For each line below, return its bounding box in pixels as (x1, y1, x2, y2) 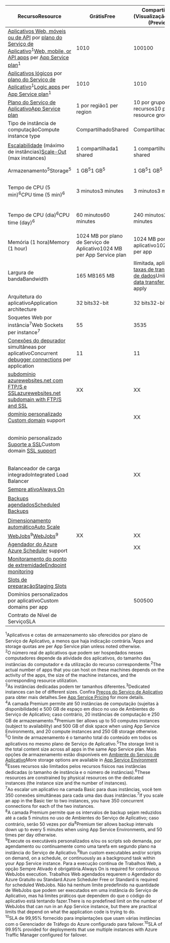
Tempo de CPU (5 (8, 184, 51, 191)
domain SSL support (8, 447, 57, 454)
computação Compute (8, 126, 60, 133)
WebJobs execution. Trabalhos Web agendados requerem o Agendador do (5, 871, 162, 877)
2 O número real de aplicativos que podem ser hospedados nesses (5, 649, 143, 655)
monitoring (8, 568, 34, 575)
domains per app (8, 603, 48, 610)
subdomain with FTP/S (8, 396, 62, 403)
